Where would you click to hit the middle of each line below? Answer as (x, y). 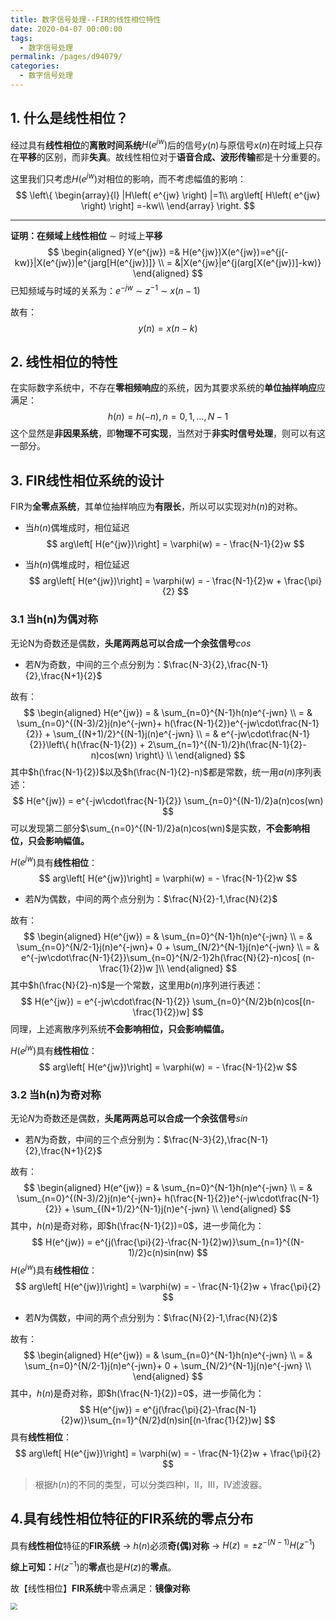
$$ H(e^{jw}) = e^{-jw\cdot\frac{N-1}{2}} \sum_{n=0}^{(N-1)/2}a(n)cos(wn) (168, 800)
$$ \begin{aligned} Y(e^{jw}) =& (114, 252)
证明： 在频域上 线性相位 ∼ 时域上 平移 (86, 235)
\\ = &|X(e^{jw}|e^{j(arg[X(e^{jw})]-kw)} (240, 262)
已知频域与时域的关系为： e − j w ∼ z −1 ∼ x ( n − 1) (105, 289)
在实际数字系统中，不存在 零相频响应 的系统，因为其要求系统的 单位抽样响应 (163, 388)
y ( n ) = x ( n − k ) (168, 328)
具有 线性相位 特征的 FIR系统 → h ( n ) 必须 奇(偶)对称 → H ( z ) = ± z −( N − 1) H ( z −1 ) (163, 1544)
